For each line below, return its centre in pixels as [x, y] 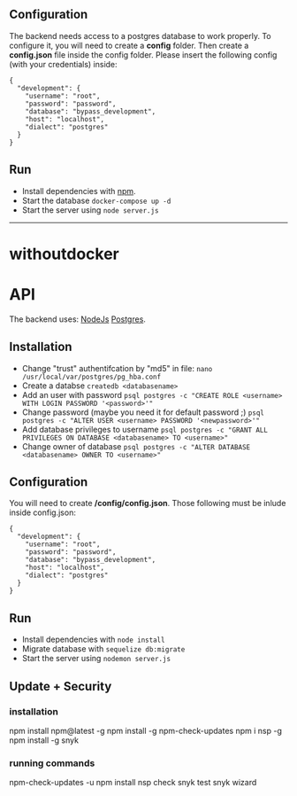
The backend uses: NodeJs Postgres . [77, 319]
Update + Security [61, 686]
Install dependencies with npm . [79, 191]
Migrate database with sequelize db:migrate [103, 649]
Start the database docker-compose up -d [96, 200]
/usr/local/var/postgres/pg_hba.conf [91, 377]
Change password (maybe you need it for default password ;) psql [143, 412]
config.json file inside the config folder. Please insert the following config [143, 55]
